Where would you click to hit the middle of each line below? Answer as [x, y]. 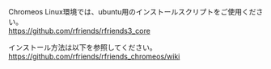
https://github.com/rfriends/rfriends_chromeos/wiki [94, 56]
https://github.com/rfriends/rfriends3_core [80, 31]
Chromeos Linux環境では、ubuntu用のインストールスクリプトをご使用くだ [132, 12]
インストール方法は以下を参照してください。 [83, 47]
